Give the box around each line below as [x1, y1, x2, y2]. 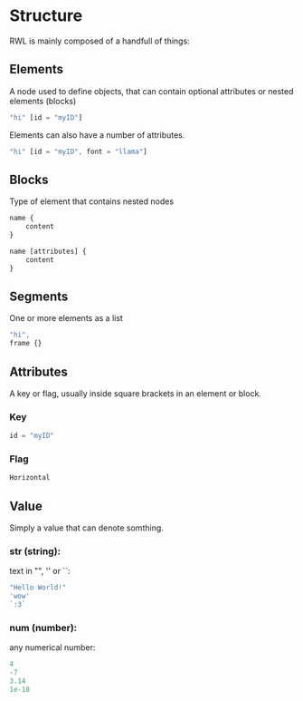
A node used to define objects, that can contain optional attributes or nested [9, 85, 294, 96]
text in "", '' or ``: [9, 566, 71, 577]
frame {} [9, 339, 43, 348]
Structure [9, 5, 83, 26]
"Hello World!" [9, 583, 67, 592]
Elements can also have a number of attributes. [9, 129, 185, 141]
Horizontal [9, 473, 51, 482]
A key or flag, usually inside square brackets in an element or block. [9, 387, 262, 399]
